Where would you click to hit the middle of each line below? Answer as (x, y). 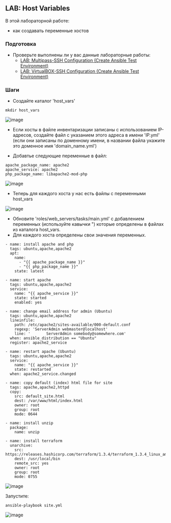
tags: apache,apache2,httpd (40, 388)
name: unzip (27, 432)
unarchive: (21, 446)
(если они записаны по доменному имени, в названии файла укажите (89, 140)
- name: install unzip (29, 423)
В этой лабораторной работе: (37, 20)
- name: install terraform (34, 441)
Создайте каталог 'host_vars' (44, 101)
